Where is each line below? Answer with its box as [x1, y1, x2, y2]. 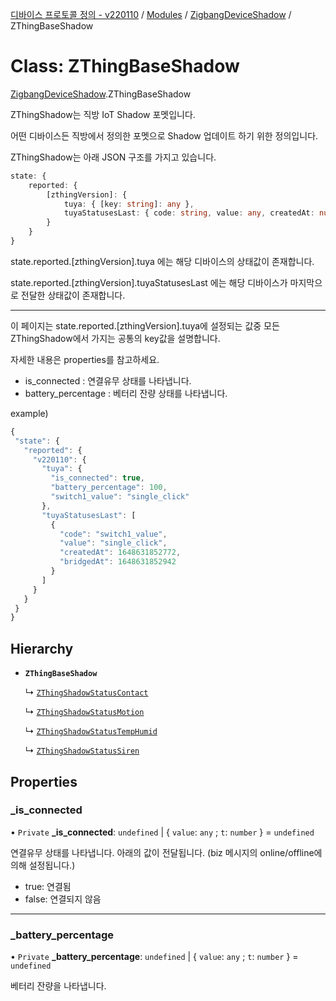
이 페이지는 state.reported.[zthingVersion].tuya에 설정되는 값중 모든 [10, 319, 280, 332]
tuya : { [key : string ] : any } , [63, 199, 195, 209]
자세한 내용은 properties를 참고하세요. [10, 353, 160, 365]
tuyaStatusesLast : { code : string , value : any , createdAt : [63, 208, 315, 218]
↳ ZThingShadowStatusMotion [24, 706, 145, 718]
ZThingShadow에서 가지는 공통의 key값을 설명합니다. [10, 332, 221, 344]
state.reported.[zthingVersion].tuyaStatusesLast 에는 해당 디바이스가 [10, 276, 288, 288]
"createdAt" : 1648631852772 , [59, 548, 182, 558]
